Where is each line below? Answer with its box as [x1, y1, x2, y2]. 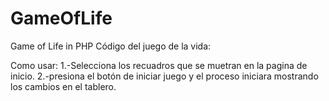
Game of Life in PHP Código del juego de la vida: [10, 40, 212, 52]
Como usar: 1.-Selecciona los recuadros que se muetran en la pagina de [10, 59, 308, 71]
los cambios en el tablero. [10, 80, 117, 92]
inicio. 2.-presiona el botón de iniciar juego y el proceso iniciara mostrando [10, 70, 319, 82]
